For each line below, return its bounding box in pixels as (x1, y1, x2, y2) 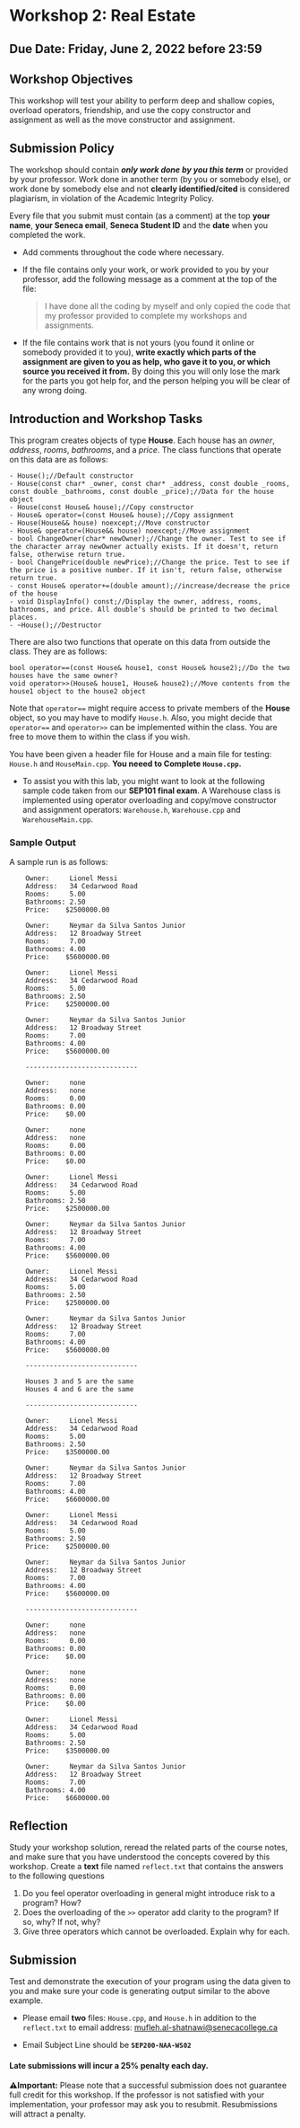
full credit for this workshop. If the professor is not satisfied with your (9, 2089, 265, 2100)
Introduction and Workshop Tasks (9, 411, 203, 427)
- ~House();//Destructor (9, 621, 102, 630)
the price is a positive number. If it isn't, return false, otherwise (9, 566, 282, 575)
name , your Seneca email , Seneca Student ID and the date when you (9, 220, 269, 231)
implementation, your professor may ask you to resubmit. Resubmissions (9, 2099, 278, 2110)
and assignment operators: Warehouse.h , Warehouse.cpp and (21, 805, 241, 816)
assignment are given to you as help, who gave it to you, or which (21, 357, 270, 367)
